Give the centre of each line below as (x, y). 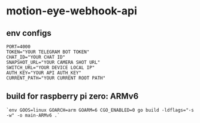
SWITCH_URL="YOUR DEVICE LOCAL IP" (51, 67)
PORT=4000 (19, 47)
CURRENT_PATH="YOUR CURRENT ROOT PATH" (56, 78)
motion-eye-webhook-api (72, 11)
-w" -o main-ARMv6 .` (33, 115)
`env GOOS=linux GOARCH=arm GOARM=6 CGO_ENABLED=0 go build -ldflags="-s (100, 110)
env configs (29, 33)
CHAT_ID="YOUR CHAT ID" (36, 57)
